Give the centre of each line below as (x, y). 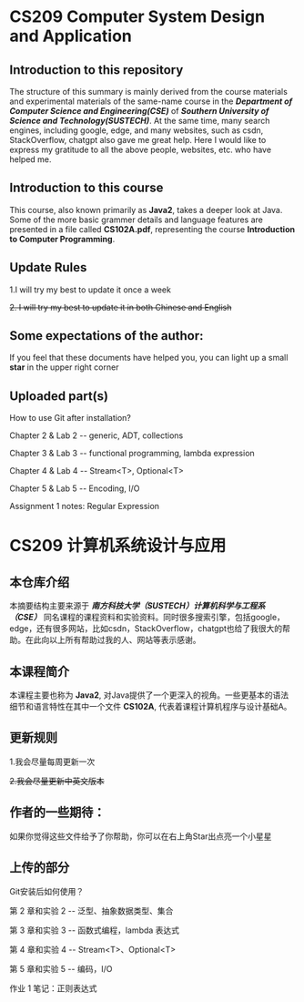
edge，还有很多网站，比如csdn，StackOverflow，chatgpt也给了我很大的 (146, 629)
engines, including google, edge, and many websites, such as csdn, (137, 130)
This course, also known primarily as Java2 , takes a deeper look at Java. (146, 210)
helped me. (30, 159)
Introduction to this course (86, 188)
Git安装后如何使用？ (47, 891)
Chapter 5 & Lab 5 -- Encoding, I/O (75, 488)
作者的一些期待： (57, 813)
